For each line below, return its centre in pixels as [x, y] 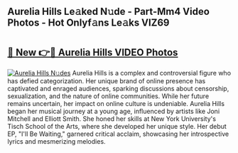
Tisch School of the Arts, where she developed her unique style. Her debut [117, 126]
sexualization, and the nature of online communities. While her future [108, 96]
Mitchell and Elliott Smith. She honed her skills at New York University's [112, 119]
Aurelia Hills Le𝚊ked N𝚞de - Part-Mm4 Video [108, 12]
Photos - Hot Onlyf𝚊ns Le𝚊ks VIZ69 [88, 23]
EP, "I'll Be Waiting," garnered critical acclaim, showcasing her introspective [118, 134]
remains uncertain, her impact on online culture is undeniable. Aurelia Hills [116, 104]
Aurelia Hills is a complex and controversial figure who [152, 73]
